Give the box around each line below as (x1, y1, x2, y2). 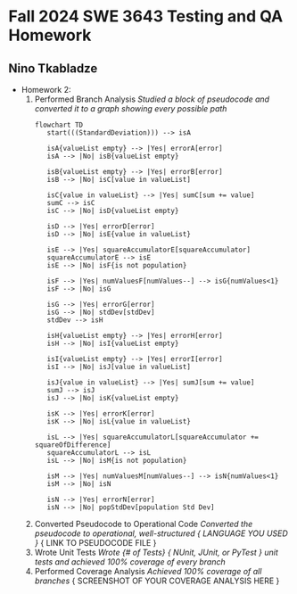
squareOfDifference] (34, 441, 111, 450)
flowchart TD (34, 120, 84, 129)
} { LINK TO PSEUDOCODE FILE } (34, 538, 157, 548)
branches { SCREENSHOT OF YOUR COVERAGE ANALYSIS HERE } (34, 575, 280, 586)
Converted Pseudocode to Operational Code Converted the (34, 519, 253, 529)
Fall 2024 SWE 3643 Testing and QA (8, 6, 284, 27)
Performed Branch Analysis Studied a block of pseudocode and (34, 94, 269, 104)
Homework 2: (21, 85, 72, 95)
